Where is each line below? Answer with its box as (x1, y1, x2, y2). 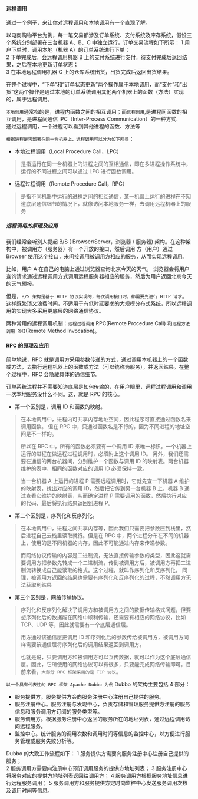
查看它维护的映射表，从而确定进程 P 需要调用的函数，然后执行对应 (25, 492, 187, 500)
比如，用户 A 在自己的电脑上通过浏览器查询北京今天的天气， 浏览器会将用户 (6, 265, 190, 273)
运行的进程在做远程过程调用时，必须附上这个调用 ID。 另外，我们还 (20, 450, 184, 457)
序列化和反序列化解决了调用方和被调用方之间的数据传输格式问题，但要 (20, 606, 192, 613)
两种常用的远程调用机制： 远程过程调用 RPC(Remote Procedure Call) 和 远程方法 (6, 320, 190, 327)
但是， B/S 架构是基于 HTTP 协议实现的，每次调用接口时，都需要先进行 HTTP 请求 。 (6, 293, 187, 300)
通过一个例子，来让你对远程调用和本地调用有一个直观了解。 (6, 19, 151, 26)
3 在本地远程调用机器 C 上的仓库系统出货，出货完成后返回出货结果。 (6, 68, 173, 75)
